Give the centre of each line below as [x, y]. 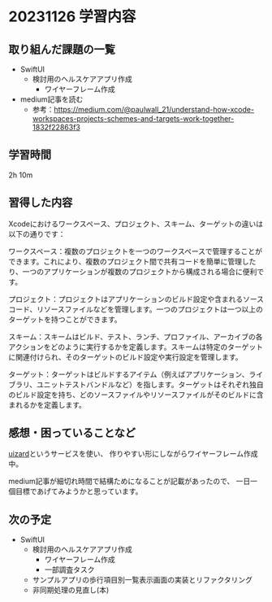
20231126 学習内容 [72, 17]
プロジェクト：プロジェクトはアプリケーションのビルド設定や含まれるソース [136, 299]
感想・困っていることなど [72, 433]
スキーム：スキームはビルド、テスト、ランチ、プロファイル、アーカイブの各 [136, 336]
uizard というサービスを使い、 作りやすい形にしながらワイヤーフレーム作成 [133, 454]
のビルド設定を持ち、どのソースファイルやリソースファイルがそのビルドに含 [136, 395]
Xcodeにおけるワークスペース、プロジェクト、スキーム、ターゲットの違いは [136, 224]
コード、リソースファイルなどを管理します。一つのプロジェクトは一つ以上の [136, 309]
